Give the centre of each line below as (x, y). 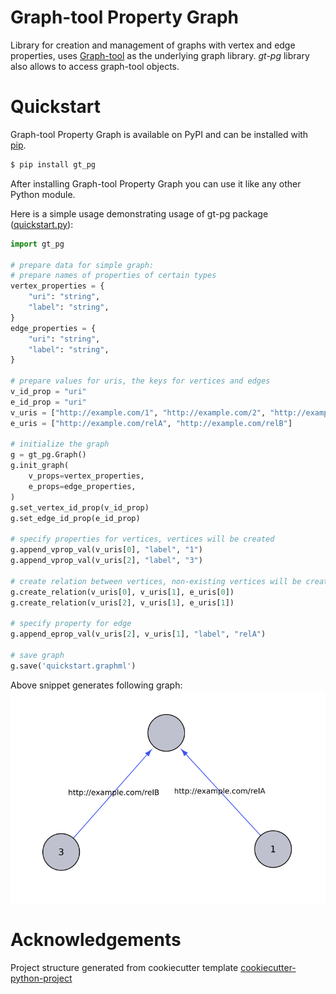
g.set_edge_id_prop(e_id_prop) (75, 518)
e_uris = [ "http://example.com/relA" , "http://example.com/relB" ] (151, 423)
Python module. (43, 194)
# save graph (37, 655)
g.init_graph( (40, 466)
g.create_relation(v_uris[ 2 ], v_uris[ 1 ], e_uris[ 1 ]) (122, 602)
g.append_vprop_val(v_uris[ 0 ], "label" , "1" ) (106, 550)
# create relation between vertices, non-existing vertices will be (156, 581)
